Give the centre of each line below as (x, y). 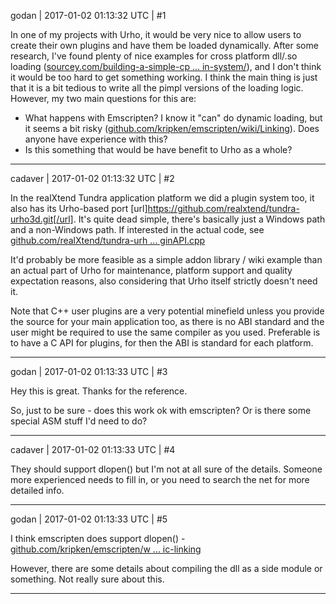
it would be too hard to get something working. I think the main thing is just (164, 77)
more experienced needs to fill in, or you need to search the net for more (160, 479)
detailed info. (37, 490)
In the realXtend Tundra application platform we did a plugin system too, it (162, 198)
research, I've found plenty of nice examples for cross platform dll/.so (154, 56)
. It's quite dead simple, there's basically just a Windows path (199, 219)
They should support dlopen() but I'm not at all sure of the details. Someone (166, 469)
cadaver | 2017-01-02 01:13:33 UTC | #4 (93, 449)
